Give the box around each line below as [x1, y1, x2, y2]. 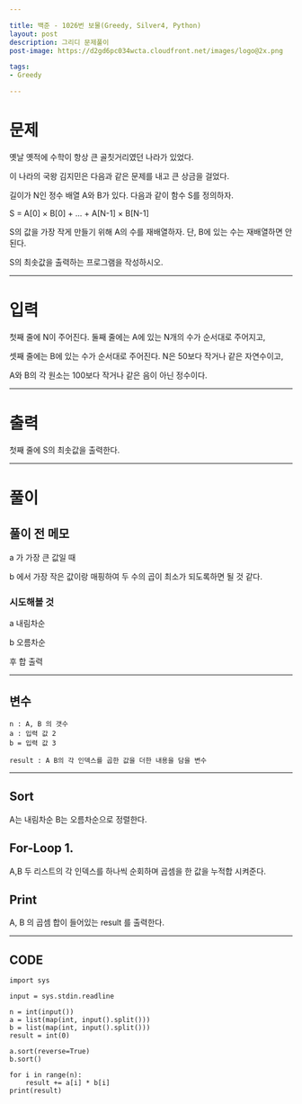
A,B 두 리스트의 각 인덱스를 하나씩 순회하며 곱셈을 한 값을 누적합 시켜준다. [9, 866, 267, 876]
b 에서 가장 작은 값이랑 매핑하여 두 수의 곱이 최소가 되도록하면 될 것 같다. [9, 570, 263, 581]
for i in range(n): [9, 1071, 83, 1080]
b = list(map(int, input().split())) [9, 1023, 151, 1033]
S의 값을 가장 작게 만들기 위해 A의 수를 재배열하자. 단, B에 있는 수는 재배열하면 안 [9, 226, 293, 237]
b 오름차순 [9, 637, 47, 648]
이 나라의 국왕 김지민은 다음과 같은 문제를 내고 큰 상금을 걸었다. [9, 170, 230, 181]
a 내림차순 [9, 618, 46, 629]
